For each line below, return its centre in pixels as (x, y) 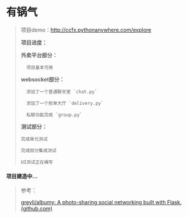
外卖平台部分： (39, 55)
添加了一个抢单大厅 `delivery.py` (65, 103)
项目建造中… (22, 176)
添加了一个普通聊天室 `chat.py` (62, 92)
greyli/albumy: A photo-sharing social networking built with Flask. (101, 203)
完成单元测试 (34, 139)
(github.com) (37, 208)
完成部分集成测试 (38, 150)
